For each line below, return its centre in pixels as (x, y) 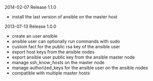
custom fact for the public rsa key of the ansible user (66, 46)
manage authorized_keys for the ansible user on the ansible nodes (80, 68)
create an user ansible (35, 36)
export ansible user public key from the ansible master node (73, 57)
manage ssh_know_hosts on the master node (58, 62)
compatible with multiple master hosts (51, 73)
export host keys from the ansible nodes (53, 52)
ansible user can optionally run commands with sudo (66, 41)
